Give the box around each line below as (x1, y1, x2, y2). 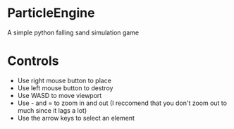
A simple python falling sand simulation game (7, 28, 140, 37)
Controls (7, 53, 59, 69)
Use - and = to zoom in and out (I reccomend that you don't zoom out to (17, 99, 228, 107)
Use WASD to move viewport (17, 91, 102, 99)
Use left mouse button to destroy (17, 83, 113, 92)
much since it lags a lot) (17, 106, 87, 114)
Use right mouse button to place (17, 76, 111, 85)
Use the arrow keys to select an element (17, 113, 135, 122)
